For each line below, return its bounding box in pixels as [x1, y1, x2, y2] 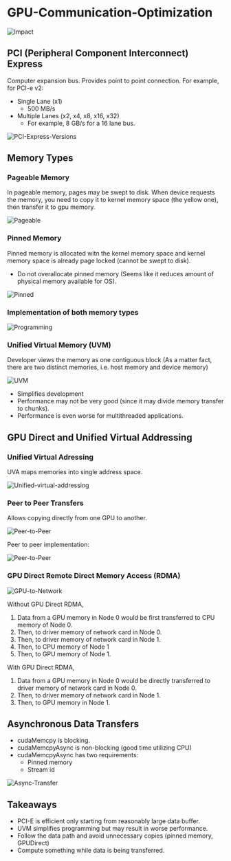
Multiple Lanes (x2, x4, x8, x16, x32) [16, 111, 120, 120]
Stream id [27, 765, 55, 774]
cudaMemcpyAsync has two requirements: [16, 751, 139, 759]
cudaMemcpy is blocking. [16, 737, 91, 745]
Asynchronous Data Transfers [7, 718, 140, 730]
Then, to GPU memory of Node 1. [16, 649, 111, 658]
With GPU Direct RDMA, [7, 663, 75, 671]
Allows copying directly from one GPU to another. [7, 514, 148, 522]
